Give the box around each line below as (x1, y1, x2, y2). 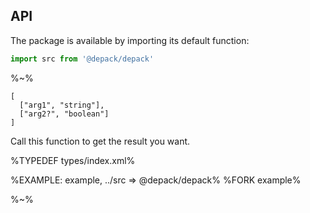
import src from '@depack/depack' (10, 54, 155, 64)
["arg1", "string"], (19, 100, 105, 110)
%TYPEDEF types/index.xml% (10, 154, 136, 166)
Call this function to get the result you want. (10, 135, 191, 147)
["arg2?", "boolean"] (19, 109, 110, 119)
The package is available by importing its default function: (10, 34, 250, 46)
